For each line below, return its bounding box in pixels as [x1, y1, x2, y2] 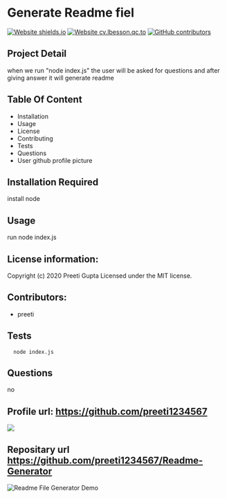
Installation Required [7, 176, 99, 188]
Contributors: [7, 292, 67, 303]
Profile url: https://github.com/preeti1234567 [7, 405, 208, 417]
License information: [7, 253, 99, 265]
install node [7, 195, 40, 203]
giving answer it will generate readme [7, 73, 114, 82]
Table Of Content [7, 94, 82, 105]
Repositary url [7, 443, 70, 455]
